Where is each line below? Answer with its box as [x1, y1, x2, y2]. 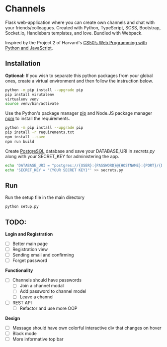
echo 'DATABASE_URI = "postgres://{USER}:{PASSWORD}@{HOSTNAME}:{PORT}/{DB [5, 163, 166, 168]
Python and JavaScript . [5, 45, 53, 51]
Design [5, 315, 20, 321]
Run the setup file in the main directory [5, 194, 85, 200]
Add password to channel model [19, 288, 86, 294]
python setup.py [5, 204, 39, 209]
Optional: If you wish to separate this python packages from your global [5, 73, 153, 79]
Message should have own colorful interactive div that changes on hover [12, 325, 162, 331]
